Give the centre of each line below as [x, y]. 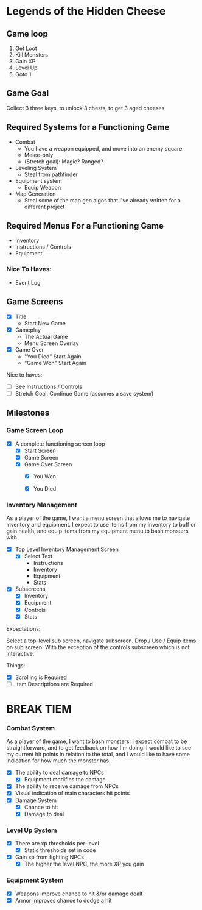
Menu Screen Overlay [51, 343]
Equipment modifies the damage [65, 780]
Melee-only [39, 155]
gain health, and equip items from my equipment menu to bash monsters [97, 531]
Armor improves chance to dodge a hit [63, 900]
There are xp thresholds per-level [57, 843]
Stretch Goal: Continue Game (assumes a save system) [84, 393]
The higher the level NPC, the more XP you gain [84, 864]
